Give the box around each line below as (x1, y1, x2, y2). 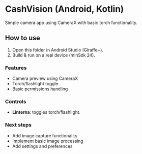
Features (5, 64, 27, 71)
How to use (5, 34, 40, 42)
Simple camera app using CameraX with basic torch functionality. (5, 20, 138, 26)
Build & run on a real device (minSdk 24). (12, 52, 95, 58)
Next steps (5, 122, 32, 128)
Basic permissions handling (12, 86, 68, 92)
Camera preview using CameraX (12, 76, 78, 81)
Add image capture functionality (12, 132, 78, 138)
